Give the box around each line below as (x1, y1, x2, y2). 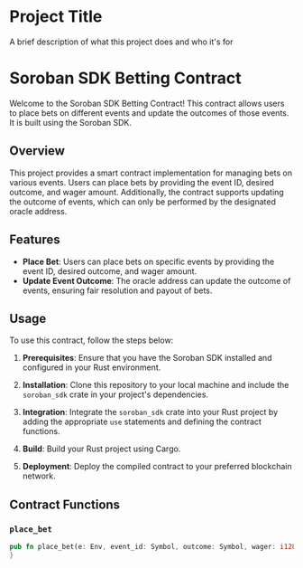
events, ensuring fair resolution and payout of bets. (22, 285, 213, 296)
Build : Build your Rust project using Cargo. (22, 443, 181, 454)
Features (9, 232, 60, 248)
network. (22, 470, 56, 481)
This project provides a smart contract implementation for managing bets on (9, 167, 293, 178)
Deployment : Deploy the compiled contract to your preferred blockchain (22, 461, 292, 472)
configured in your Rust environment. (22, 362, 161, 373)
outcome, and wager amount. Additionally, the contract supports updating (9, 186, 284, 197)
